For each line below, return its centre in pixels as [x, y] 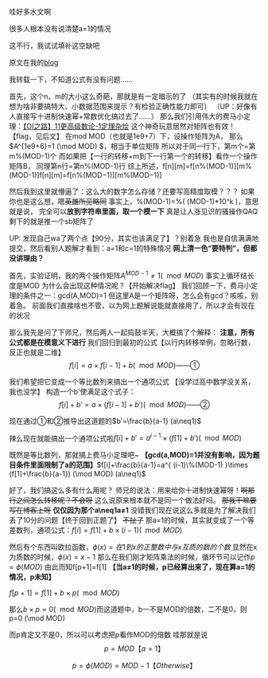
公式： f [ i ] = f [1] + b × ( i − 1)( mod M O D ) [117, 530]
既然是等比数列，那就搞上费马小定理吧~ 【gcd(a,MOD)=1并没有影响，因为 [131, 455]
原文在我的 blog [34, 63]
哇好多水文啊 [30, 12]
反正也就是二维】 [37, 352]
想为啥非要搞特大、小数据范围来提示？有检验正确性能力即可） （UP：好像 [130, 106]
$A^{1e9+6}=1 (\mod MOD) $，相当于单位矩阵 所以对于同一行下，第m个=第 [132, 146]
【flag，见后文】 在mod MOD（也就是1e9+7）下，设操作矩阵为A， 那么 [126, 136]
